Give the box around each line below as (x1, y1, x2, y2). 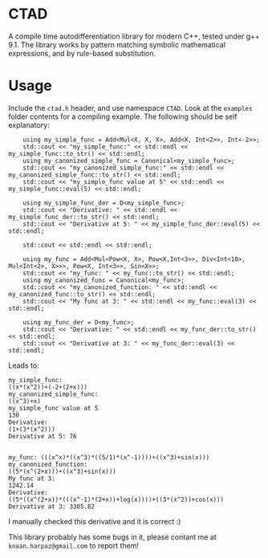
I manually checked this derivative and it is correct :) (8, 516, 181, 526)
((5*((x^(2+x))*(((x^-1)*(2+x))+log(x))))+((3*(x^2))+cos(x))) (8, 495, 225, 503)
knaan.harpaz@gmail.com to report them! (8, 540, 139, 550)
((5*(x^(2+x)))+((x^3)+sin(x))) (8, 467, 116, 475)
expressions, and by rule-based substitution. (8, 48, 156, 58)
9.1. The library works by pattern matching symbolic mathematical (8, 39, 226, 49)
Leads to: (8, 360, 39, 370)
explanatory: (8, 120, 50, 129)
